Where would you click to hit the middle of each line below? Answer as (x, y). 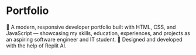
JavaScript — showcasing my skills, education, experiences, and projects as (98, 33)
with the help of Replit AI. (36, 46)
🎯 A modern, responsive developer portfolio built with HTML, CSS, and (91, 27)
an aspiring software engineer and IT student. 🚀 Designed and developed (94, 39)
